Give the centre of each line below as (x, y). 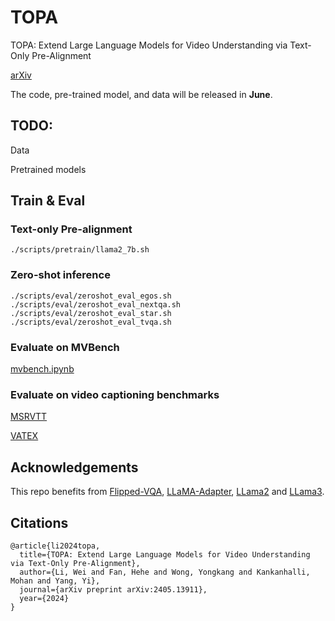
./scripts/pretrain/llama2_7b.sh (80, 250)
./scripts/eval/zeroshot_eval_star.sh (91, 313)
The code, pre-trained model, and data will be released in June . (141, 94)
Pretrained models (48, 169)
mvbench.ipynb (42, 369)
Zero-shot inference (60, 275)
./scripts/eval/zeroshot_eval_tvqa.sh (91, 322)
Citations (39, 522)
